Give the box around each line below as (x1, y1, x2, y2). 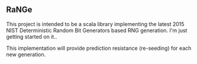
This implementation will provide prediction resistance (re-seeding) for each (6, 44, 192, 52)
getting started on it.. (6, 33, 57, 40)
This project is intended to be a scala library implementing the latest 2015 (6, 20, 185, 27)
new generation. (6, 50, 46, 58)
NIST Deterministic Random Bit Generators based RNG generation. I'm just (6, 27, 188, 34)
